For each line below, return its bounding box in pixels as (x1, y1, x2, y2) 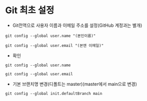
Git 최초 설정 (5, 5, 54, 16)
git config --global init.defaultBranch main (5, 91, 102, 96)
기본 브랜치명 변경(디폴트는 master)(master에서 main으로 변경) (12, 81, 137, 87)
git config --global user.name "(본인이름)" (5, 33, 96, 38)
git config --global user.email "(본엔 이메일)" (5, 43, 104, 48)
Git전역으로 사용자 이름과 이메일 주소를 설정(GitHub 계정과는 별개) (12, 22, 142, 28)
